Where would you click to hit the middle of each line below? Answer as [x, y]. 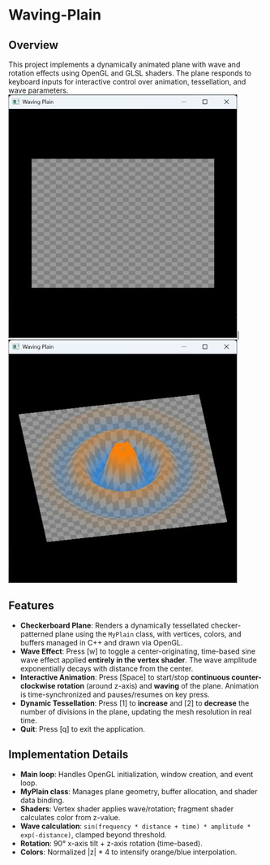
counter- [246, 677]
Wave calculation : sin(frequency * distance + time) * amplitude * [135, 826]
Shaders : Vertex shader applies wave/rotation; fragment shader [127, 808]
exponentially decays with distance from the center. [107, 668]
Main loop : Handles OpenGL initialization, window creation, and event [137, 774]
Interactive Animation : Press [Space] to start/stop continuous [125, 677]
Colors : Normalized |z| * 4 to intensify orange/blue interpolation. [129, 852]
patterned [37, 634]
